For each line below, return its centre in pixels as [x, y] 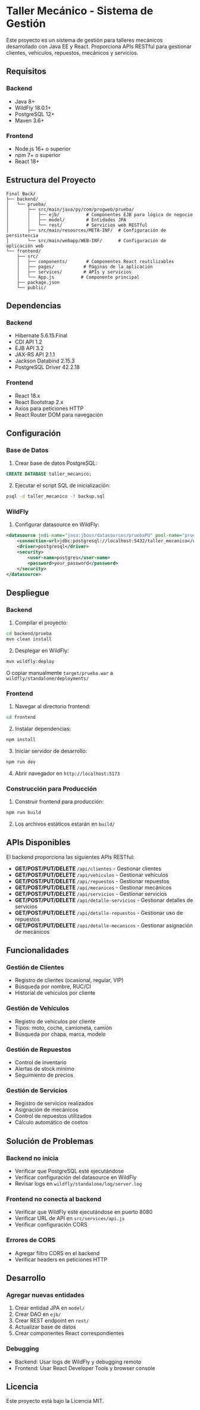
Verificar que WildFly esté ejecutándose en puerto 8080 [84, 1212]
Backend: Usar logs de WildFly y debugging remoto [78, 1362]
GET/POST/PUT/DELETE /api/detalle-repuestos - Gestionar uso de [99, 912]
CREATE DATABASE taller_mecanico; [49, 474]
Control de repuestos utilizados [53, 1116]
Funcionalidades [38, 951]
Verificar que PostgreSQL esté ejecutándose [69, 1171]
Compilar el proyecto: [41, 623]
